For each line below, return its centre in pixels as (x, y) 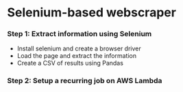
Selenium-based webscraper (92, 13)
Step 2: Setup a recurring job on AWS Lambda (85, 81)
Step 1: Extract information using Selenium (80, 34)
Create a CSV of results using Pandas (70, 63)
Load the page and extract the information (77, 56)
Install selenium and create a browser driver (79, 48)
